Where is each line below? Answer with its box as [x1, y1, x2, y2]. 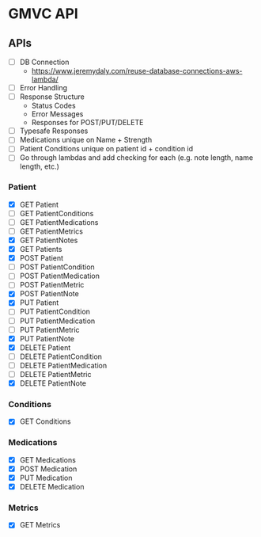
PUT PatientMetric [19, 325, 81, 334]
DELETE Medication [19, 482, 85, 491]
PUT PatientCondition [19, 307, 91, 317]
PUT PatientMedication [19, 316, 96, 326]
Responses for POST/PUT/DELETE [31, 118, 144, 128]
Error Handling [19, 83, 68, 93]
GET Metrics [19, 520, 61, 530]
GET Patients [19, 245, 62, 254]
